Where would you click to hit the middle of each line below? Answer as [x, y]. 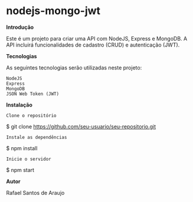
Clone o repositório [32, 115]
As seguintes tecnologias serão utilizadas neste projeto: [74, 67]
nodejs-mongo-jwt [53, 11]
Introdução [20, 27]
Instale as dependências [37, 137]
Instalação [19, 105]
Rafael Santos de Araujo [35, 193]
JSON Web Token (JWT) [33, 94]
